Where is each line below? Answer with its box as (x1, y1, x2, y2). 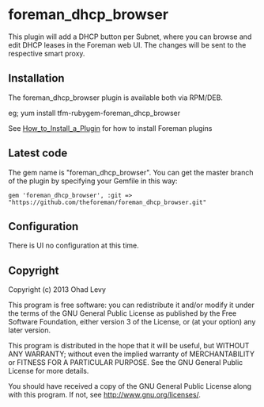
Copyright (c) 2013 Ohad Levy (8, 285, 107, 294)
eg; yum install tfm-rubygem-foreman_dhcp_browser (8, 108, 181, 117)
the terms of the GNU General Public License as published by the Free (8, 309, 237, 318)
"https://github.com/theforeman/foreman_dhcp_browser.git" (8, 198, 207, 206)
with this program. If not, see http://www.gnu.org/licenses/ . (8, 390, 202, 400)
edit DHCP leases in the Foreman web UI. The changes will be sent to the (8, 40, 247, 49)
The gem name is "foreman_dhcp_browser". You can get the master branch (8, 167, 254, 177)
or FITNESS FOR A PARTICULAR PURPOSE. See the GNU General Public (8, 358, 243, 367)
